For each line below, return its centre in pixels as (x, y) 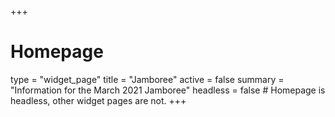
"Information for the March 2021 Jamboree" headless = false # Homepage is (168, 90)
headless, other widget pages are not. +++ (98, 100)
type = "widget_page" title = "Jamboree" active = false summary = (147, 79)
